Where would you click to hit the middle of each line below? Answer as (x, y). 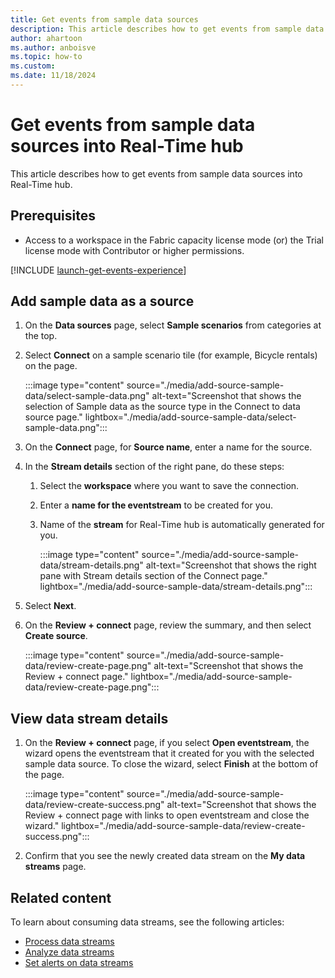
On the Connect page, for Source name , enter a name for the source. (168, 447)
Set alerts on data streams (79, 963)
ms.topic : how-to (46, 57)
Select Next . (50, 606)
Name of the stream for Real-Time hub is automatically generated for (182, 525)
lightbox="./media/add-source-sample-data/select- (190, 417)
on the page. (51, 366)
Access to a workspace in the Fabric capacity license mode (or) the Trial (174, 240)
